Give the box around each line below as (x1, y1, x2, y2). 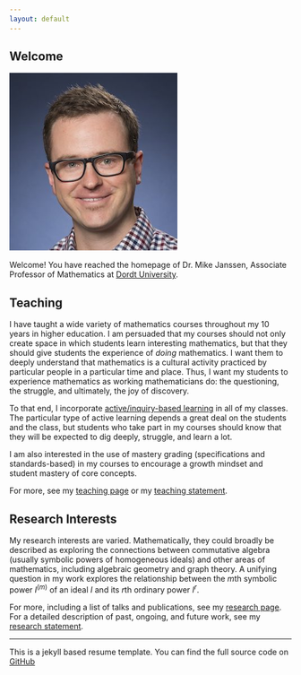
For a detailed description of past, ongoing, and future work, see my (9, 610, 262, 622)
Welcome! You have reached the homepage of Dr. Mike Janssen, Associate (9, 260, 288, 271)
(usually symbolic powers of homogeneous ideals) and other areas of (9, 554, 266, 565)
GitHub (9, 655, 36, 667)
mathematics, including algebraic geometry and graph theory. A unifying (9, 564, 278, 575)
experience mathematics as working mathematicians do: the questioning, (9, 376, 279, 387)
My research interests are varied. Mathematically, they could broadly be (9, 535, 275, 546)
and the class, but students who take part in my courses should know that (9, 422, 282, 433)
